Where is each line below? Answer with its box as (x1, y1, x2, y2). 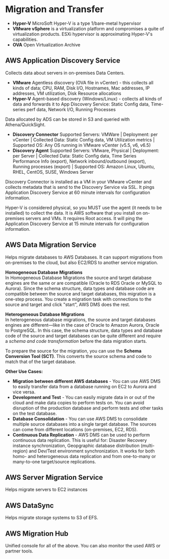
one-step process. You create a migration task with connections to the (5, 296, 152, 302)
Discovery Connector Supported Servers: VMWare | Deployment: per (12, 131, 158, 137)
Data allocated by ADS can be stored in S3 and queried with (5, 116, 130, 122)
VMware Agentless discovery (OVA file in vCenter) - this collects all (12, 79, 154, 85)
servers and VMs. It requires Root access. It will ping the (25, 215, 143, 221)
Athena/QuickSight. (5, 121, 46, 127)
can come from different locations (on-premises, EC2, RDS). (12, 426, 138, 432)
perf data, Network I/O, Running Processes (26, 106, 116, 112)
